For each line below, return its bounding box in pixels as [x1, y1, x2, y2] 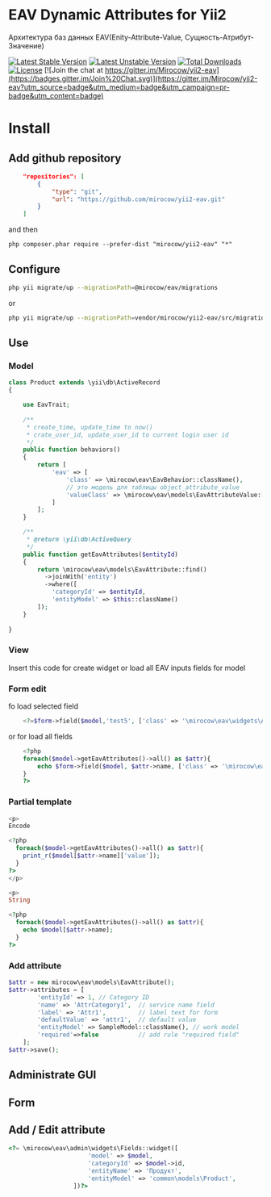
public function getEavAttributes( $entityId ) [23, 550, 179, 559]
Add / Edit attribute [8, 1123, 106, 1136]
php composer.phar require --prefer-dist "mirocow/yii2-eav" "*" [8, 241, 232, 249]
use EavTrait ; [23, 401, 70, 409]
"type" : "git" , [51, 187, 103, 195]
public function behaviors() [23, 446, 121, 454]
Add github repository [8, 151, 122, 165]
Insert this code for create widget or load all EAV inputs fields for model [8, 663, 246, 672]
